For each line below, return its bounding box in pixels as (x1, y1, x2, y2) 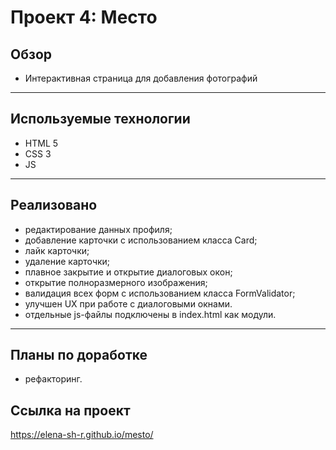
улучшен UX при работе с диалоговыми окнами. (24, 297, 233, 310)
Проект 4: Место (10, 6, 158, 29)
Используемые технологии (10, 111, 191, 128)
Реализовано (10, 197, 98, 214)
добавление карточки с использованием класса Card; (24, 234, 258, 246)
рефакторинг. (24, 373, 83, 385)
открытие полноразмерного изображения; (24, 276, 208, 288)
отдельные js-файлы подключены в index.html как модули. (24, 308, 277, 320)
